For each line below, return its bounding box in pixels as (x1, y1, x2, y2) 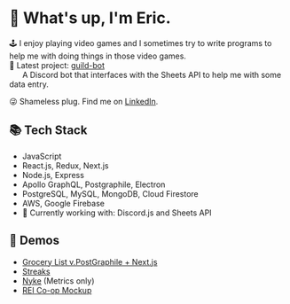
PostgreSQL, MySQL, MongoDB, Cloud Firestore (21, 188, 200, 199)
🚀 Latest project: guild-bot (9, 59, 105, 70)
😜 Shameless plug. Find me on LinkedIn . (9, 96, 159, 106)
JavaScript (21, 151, 62, 161)
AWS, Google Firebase (21, 198, 105, 208)
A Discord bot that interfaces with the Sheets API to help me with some (21, 69, 282, 80)
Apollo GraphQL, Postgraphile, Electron (21, 179, 166, 190)
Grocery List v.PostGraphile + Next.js (21, 256, 158, 267)
